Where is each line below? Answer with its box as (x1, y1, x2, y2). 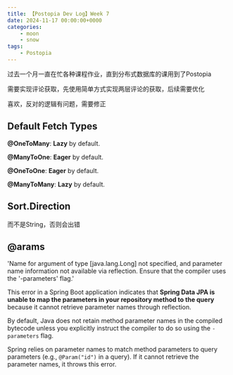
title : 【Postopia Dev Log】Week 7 (7, 10, 110, 18)
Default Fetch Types (7, 120, 98, 132)
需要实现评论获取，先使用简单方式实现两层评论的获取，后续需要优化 (7, 84, 205, 93)
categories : (7, 23, 42, 30)
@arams (7, 241, 45, 253)
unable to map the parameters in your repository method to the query (7, 295, 215, 304)
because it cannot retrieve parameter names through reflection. (7, 303, 191, 312)
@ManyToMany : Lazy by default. (7, 180, 106, 189)
